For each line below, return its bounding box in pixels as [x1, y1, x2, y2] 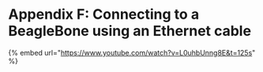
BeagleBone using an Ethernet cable [8, 22, 251, 40]
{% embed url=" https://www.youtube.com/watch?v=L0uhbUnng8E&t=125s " [8, 48, 256, 57]
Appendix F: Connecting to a [8, 5, 200, 23]
